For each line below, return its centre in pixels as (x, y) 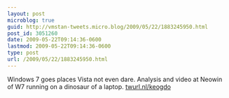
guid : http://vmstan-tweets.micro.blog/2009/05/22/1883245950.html (108, 27)
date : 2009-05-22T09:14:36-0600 (54, 40)
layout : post (26, 14)
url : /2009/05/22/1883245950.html (58, 59)
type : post (23, 53)
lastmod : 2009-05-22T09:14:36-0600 (59, 46)
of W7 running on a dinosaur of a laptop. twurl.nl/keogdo (89, 86)
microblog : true (31, 20)
